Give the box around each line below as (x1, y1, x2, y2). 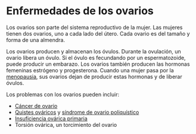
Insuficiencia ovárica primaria (14, 114, 88, 122)
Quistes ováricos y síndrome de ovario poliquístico (14, 109, 139, 116)
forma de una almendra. (6, 36, 66, 43)
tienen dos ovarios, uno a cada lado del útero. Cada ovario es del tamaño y (6, 30, 190, 37)
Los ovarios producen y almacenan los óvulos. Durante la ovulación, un (6, 47, 181, 55)
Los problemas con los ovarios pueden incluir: (6, 91, 120, 98)
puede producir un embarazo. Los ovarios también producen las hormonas (6, 60, 190, 68)
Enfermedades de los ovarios (6, 4, 154, 18)
